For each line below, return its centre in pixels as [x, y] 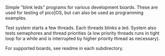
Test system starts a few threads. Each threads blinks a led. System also [81, 28]
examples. [16, 18]
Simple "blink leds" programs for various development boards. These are [82, 7]
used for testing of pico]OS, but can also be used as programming [74, 13]
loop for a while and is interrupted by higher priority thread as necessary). [82, 38]
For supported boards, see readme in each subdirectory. [64, 48]
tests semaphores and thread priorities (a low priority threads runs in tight [82, 33]
